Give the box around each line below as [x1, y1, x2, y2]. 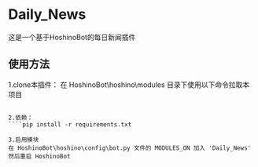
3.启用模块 [8, 136, 39, 143]
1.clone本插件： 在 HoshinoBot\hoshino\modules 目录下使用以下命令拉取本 [8, 80, 250, 89]
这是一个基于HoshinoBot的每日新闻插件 [8, 32, 136, 42]
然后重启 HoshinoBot [8, 152, 71, 160]
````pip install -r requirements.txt [8, 120, 132, 129]
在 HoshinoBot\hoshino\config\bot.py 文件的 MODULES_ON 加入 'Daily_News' [8, 143, 252, 152]
